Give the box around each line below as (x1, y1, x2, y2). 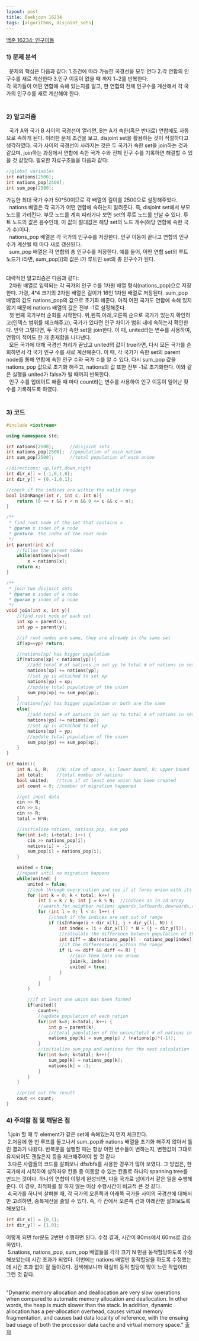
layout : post (6, 8, 38, 15)
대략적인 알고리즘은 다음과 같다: (6, 274, 79, 282)
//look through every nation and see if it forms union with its (27, 887, 192, 893)
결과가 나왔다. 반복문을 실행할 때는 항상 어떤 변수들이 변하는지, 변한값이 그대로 (12, 1145, 192, 1153)
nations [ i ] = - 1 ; (27, 843, 70, 849)
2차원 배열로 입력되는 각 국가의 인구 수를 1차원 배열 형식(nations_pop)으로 (8, 282, 181, 289)
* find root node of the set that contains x (8, 520, 123, 526)
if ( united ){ (27, 1002, 57, 1008)
